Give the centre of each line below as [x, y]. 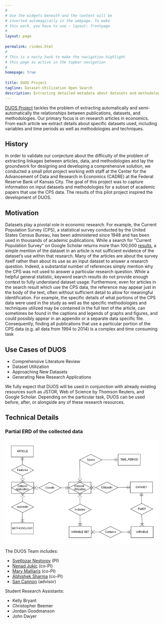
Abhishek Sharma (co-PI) [38, 576]
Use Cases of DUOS [36, 350]
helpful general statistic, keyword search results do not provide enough [77, 277]
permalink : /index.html [29, 47]
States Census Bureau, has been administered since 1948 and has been [77, 235]
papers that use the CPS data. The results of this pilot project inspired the [79, 192]
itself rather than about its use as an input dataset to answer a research [77, 261]
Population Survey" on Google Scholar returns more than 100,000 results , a [81, 246]
